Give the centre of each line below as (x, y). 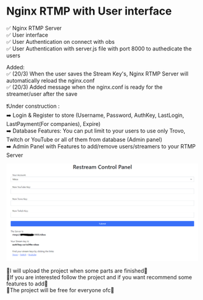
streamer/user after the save (42, 94)
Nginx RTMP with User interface (89, 11)
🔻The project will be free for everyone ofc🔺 (60, 290)
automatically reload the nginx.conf (51, 80)
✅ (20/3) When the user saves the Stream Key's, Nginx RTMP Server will (97, 74)
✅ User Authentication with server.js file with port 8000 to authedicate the (99, 48)
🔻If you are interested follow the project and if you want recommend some (99, 277)
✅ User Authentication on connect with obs (60, 41)
